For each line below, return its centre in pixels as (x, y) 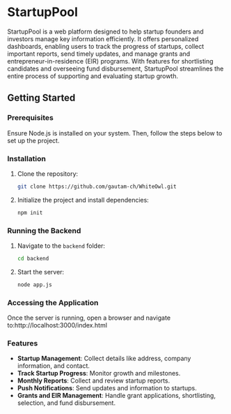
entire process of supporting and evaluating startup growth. (93, 76)
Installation (27, 158)
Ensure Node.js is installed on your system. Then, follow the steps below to (115, 133)
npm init (30, 213)
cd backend (33, 258)
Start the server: (41, 272)
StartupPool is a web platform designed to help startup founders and (105, 31)
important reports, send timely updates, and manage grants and (99, 54)
